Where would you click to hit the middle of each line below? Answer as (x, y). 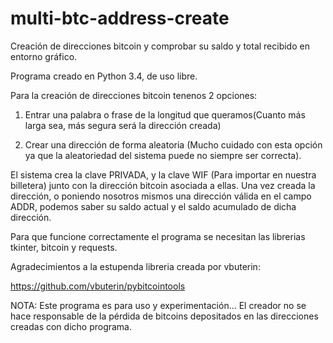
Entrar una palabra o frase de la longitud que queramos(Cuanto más (165, 114)
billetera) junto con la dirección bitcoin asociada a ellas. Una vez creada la (163, 185)
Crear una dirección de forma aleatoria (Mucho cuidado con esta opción (173, 144)
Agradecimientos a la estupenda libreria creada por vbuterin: (135, 266)
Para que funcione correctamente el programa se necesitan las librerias (158, 236)
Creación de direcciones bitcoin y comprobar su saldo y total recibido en (160, 46)
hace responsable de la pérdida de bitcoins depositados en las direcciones (164, 316)
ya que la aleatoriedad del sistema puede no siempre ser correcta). (163, 155)
